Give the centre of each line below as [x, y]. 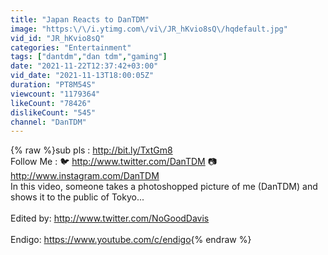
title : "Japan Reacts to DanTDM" [80, 19]
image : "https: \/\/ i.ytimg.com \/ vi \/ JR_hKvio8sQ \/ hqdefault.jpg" [149, 29]
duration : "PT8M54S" [53, 85]
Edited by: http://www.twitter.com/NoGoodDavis [110, 218]
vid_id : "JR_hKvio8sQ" [57, 38]
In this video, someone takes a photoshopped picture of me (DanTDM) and [164, 187]
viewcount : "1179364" [55, 94]
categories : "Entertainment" [71, 47]
